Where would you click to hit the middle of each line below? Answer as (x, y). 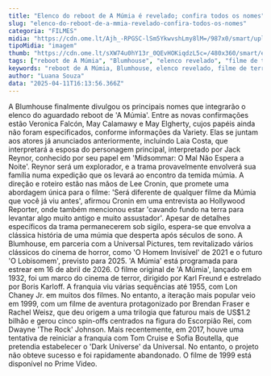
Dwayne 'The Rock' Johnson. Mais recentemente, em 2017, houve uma (126, 329)
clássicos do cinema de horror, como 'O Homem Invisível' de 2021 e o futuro (135, 252)
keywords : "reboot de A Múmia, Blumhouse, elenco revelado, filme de (128, 69)
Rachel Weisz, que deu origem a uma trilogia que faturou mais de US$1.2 (129, 312)
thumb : (19, 53)
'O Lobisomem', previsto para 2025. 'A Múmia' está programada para (123, 261)
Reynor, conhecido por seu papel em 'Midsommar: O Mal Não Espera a (126, 157)
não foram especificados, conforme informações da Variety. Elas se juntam (133, 132)
